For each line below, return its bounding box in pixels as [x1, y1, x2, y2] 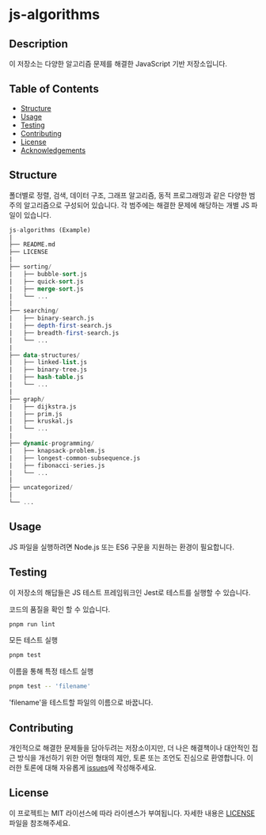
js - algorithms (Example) [9, 226, 91, 234]
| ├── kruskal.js [9, 417, 74, 425]
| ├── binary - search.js [9, 314, 94, 322]
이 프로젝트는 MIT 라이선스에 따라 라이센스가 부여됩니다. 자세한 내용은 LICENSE [9, 808, 256, 818]
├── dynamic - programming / [9, 439, 94, 447]
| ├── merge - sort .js [9, 285, 84, 293]
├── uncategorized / [9, 484, 74, 492]
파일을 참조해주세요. [9, 818, 70, 828]
